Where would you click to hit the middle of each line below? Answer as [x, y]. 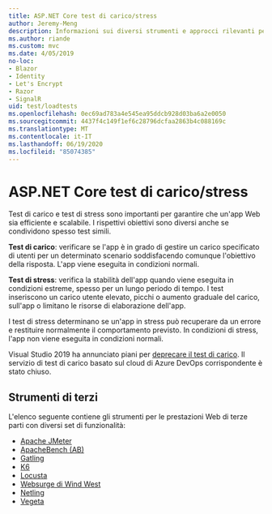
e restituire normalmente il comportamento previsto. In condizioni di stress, [134, 330]
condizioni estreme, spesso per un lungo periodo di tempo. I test [116, 289]
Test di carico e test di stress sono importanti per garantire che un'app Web [134, 214]
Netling [32, 493]
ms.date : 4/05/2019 [41, 54]
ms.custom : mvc [34, 46]
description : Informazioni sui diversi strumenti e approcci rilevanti [132, 31]
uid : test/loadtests [43, 106]
